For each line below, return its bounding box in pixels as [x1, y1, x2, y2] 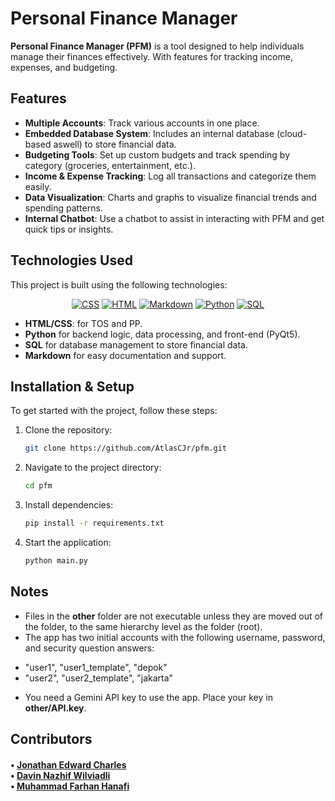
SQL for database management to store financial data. [24, 338, 248, 351]
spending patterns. [24, 202, 103, 214]
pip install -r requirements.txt [24, 518, 165, 529]
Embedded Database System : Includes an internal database [24, 127, 275, 139]
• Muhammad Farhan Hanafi [10, 780, 130, 792]
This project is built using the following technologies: [10, 278, 228, 291]
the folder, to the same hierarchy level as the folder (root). [24, 620, 263, 632]
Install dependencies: [24, 499, 114, 511]
